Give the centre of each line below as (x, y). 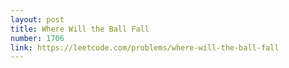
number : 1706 (37, 38)
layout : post (37, 19)
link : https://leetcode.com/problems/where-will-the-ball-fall (145, 47)
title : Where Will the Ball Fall (80, 29)
